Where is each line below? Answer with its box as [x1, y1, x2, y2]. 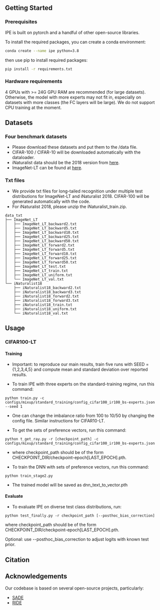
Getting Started [5, 4, 53, 12]
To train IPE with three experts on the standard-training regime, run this [12, 381, 155, 387]
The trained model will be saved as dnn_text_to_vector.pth [12, 482, 128, 488]
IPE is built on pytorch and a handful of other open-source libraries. [5, 29, 140, 35]
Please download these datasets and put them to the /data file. [12, 144, 138, 150]
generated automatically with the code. [12, 198, 91, 204]
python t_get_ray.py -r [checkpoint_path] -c [5, 437, 98, 442]
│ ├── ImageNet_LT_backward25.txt [5, 234, 79, 239]
